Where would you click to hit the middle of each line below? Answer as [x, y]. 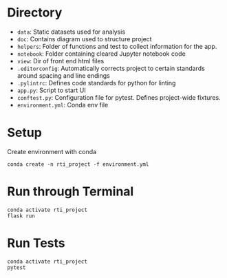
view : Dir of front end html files [61, 61]
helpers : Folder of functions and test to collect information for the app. [117, 46]
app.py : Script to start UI [51, 90]
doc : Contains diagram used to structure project [85, 39]
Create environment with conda [52, 151]
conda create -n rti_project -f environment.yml [78, 164]
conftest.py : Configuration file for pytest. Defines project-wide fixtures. [119, 97]
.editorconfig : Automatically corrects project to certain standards [111, 68]
